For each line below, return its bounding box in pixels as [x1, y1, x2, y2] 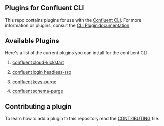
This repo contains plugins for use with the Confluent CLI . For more [5, 17, 142, 23]
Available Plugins [5, 37, 59, 45]
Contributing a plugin [5, 102, 72, 111]
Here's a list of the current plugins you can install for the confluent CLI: [5, 49, 149, 56]
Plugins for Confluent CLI [5, 4, 84, 12]
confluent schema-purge [12, 88, 63, 94]
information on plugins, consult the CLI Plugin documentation [5, 22, 130, 28]
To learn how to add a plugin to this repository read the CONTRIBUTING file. [5, 116, 160, 122]
